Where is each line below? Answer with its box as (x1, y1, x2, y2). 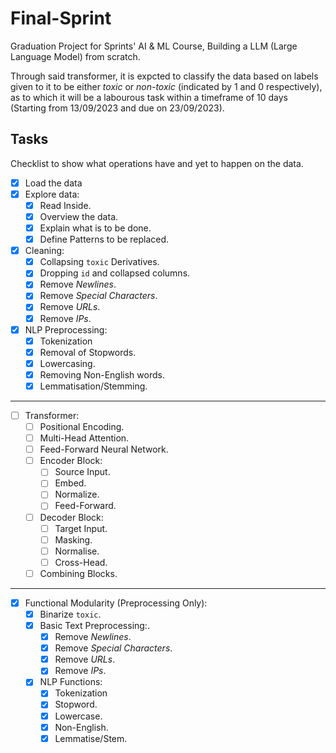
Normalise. (54, 545, 100, 557)
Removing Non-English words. (39, 368, 165, 381)
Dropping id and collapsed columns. (39, 267, 191, 279)
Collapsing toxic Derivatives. (39, 256, 160, 268)
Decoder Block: (39, 511, 104, 523)
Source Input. (54, 466, 111, 478)
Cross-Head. (54, 556, 108, 568)
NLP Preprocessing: (24, 323, 108, 336)
